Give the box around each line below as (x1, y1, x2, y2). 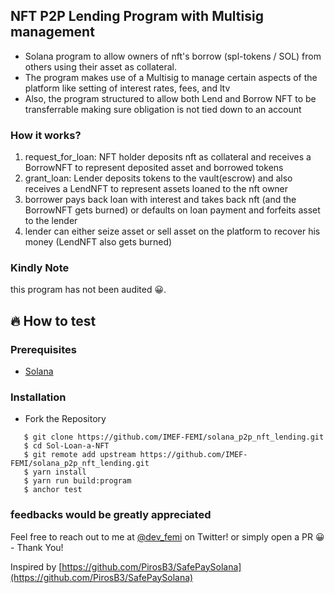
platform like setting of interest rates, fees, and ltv (24, 82, 231, 94)
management (10, 24, 95, 41)
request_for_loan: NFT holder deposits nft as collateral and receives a (24, 151, 312, 163)
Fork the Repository (24, 413, 107, 425)
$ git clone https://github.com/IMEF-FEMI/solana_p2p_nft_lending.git (23, 432, 325, 443)
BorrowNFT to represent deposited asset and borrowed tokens (24, 162, 284, 174)
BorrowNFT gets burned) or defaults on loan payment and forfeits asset (24, 204, 321, 216)
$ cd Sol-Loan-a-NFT (23, 441, 110, 451)
